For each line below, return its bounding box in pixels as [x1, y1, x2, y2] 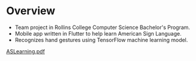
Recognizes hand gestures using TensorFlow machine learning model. [14, 36, 188, 43]
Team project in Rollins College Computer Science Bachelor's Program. [14, 24, 190, 31]
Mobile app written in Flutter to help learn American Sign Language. [14, 30, 182, 37]
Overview [6, 4, 56, 18]
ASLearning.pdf [6, 47, 45, 54]
